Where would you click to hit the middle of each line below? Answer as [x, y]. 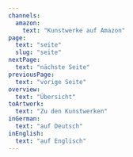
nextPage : [25, 60]
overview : [25, 89]
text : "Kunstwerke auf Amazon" [74, 30]
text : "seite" [38, 45]
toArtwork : [26, 104]
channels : [25, 15]
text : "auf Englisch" [51, 141]
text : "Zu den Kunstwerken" [62, 112]
